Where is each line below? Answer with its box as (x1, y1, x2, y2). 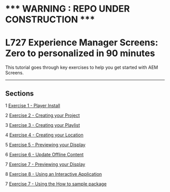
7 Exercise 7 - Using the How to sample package (5, 180, 107, 187)
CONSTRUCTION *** (5, 14, 95, 25)
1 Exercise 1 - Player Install (5, 102, 61, 109)
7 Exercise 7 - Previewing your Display (5, 161, 86, 167)
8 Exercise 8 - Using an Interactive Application (5, 171, 102, 177)
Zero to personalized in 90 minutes (5, 47, 155, 59)
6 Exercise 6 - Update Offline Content (5, 151, 84, 157)
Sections (5, 89, 34, 98)
